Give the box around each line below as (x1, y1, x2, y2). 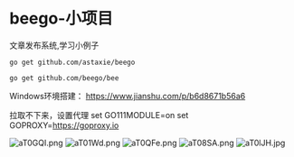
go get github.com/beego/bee (9, 73, 119, 82)
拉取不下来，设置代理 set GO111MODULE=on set (9, 109, 189, 120)
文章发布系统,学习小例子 (9, 40, 100, 51)
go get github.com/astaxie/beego (9, 58, 136, 67)
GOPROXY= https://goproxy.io (9, 119, 119, 131)
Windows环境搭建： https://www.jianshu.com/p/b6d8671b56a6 (9, 90, 246, 101)
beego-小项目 (9, 8, 113, 29)
